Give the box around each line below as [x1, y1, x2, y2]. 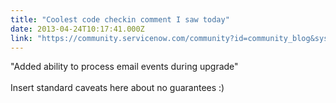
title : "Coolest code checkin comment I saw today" [10, 14, 230, 25]
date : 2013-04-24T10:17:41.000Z [10, 24, 145, 34]
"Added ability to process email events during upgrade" [10, 61, 239, 73]
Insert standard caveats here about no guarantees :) [10, 82, 225, 94]
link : [10, 33, 33, 43]
